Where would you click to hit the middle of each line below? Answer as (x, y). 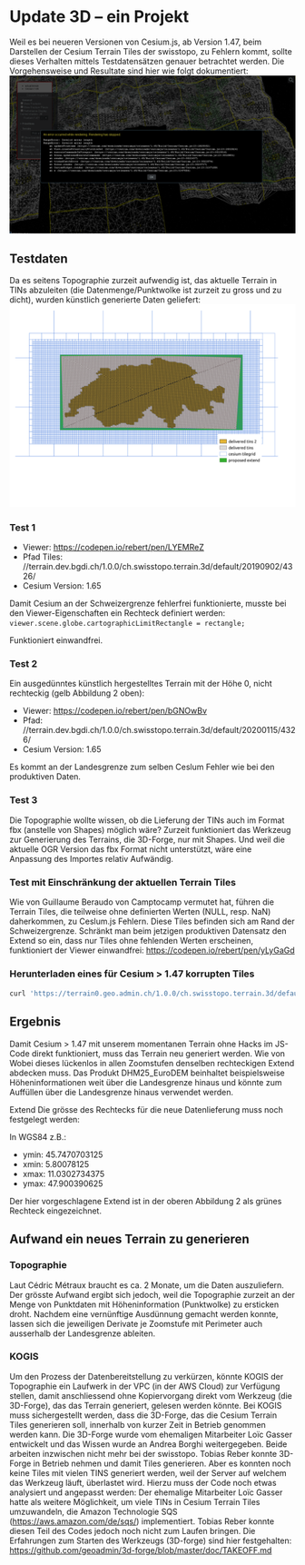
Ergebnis (35, 1022)
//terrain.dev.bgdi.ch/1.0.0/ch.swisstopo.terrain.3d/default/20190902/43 (157, 566)
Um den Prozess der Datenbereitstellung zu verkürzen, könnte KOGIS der (147, 1376)
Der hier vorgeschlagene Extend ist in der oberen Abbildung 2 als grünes (146, 1201)
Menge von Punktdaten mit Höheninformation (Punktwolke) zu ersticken (144, 1304)
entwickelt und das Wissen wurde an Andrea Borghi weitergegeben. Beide (148, 1444)
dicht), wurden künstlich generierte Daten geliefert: (105, 300)
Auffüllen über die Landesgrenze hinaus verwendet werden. (122, 1092)
